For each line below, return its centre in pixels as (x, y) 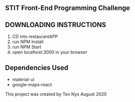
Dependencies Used (37, 67)
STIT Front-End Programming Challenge (67, 8)
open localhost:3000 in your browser (50, 52)
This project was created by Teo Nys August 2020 (56, 94)
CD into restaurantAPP (35, 37)
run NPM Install (28, 42)
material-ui (23, 79)
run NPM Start (27, 47)
